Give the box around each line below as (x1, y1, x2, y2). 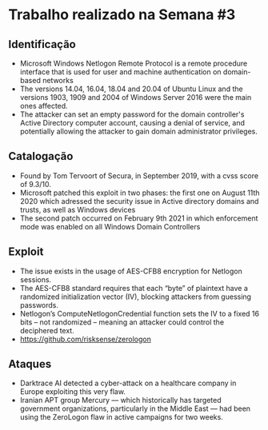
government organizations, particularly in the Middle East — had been (19, 404, 250, 413)
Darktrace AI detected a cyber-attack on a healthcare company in (19, 378, 237, 388)
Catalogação (8, 149, 74, 163)
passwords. (19, 300, 58, 309)
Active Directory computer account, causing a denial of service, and (19, 118, 246, 127)
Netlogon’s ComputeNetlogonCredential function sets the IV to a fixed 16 (19, 309, 260, 318)
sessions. (19, 274, 52, 285)
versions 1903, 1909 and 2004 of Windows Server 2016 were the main (19, 93, 252, 102)
